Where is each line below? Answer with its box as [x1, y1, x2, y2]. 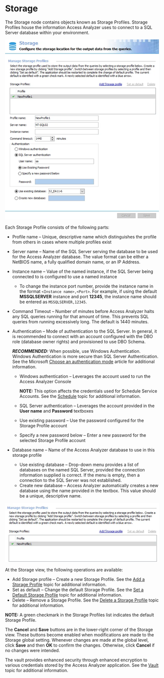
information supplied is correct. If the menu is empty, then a [19, 472, 140, 478]
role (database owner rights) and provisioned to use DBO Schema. [12, 339, 146, 344]
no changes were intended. [5, 648, 60, 653]
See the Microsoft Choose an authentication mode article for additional [12, 359, 155, 365]
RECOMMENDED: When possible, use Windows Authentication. [12, 348, 141, 354]
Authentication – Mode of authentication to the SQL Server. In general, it [12, 328, 157, 334]
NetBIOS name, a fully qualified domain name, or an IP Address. [12, 259, 141, 265]
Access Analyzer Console [19, 378, 72, 384]
